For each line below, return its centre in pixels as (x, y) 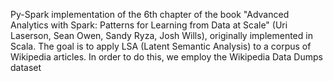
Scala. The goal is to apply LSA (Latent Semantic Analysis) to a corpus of (161, 46)
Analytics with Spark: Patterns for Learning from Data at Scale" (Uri (149, 25)
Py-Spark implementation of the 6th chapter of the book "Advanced (150, 14)
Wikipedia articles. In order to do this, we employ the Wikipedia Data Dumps (166, 57)
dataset (26, 67)
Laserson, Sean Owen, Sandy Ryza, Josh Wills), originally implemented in (161, 35)
